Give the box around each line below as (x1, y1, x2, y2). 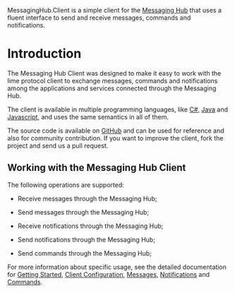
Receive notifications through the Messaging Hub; (17, 222, 164, 230)
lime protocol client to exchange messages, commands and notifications (7, 76, 218, 85)
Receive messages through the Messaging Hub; (17, 194, 157, 203)
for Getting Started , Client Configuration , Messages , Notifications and (7, 270, 210, 278)
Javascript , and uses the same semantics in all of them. (7, 112, 169, 121)
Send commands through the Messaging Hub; (17, 249, 152, 257)
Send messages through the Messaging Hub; (17, 208, 150, 216)
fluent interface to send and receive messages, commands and (7, 13, 191, 22)
